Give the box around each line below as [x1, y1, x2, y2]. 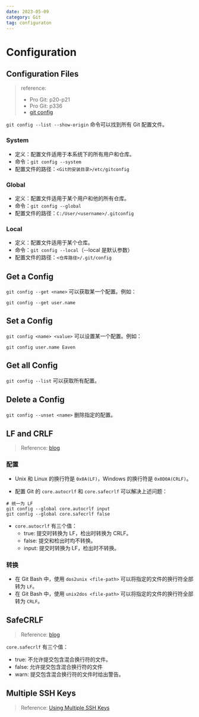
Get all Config [6, 361, 58, 371]
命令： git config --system [14, 158, 81, 165]
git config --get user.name [6, 300, 76, 306]
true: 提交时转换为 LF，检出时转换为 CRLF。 [23, 529, 132, 536]
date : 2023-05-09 [6, 8, 49, 15]
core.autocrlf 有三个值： [14, 522, 77, 529]
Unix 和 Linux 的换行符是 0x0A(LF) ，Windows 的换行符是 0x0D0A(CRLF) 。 [14, 475, 192, 482]
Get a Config [6, 271, 54, 282]
